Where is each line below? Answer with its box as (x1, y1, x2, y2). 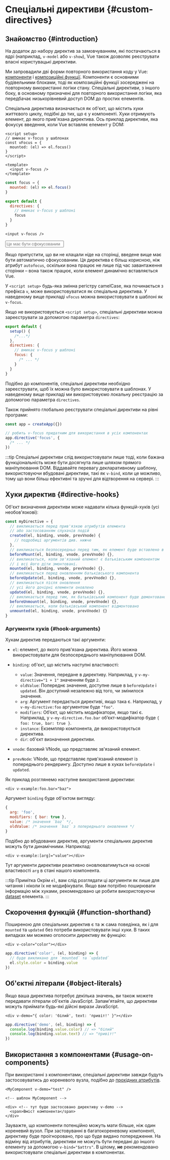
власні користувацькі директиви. (5, 59, 77, 64)
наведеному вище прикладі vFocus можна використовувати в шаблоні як (5, 293, 163, 300)
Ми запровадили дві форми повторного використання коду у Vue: (5, 68, 148, 75)
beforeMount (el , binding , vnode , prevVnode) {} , (10, 552, 114, 557)
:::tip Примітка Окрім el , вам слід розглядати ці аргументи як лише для (5, 877, 159, 883)
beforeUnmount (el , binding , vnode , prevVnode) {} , (10, 599, 119, 604)
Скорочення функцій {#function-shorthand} (5, 908, 152, 917)
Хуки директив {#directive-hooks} (5, 490, 120, 499)
